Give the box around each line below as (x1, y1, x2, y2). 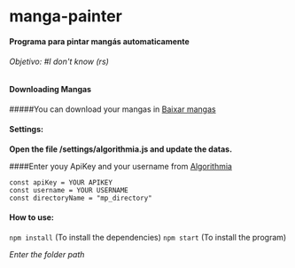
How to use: (9, 212, 55, 223)
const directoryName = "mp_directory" (9, 193, 152, 202)
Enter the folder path (9, 249, 85, 259)
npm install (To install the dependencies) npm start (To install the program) (9, 233, 287, 242)
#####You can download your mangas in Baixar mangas (9, 104, 216, 114)
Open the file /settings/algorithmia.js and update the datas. (9, 144, 233, 154)
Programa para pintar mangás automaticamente (9, 35, 190, 46)
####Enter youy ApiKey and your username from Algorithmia (9, 161, 233, 171)
